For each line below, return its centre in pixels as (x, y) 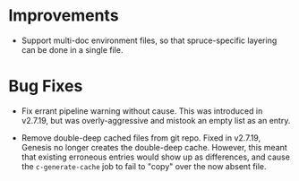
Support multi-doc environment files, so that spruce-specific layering (149, 40)
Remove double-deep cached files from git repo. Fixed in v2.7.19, (141, 138)
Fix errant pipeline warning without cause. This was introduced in (142, 111)
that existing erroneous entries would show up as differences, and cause (155, 157)
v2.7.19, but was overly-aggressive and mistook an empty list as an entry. (156, 120)
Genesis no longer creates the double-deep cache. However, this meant (154, 147)
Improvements (64, 16)
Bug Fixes (46, 86)
